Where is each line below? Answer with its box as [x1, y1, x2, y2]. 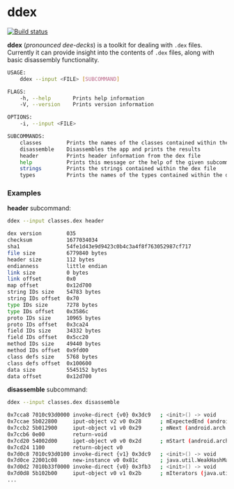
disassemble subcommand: [7, 385, 88, 394]
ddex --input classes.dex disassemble [7, 399, 120, 406]
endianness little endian [7, 262, 108, 269]
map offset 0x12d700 [7, 282, 92, 289]
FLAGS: [7, 88, 26, 95]
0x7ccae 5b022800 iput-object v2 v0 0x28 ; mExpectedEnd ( [7, 418, 210, 426]
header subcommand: [7, 204, 72, 213]
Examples [7, 188, 42, 198]
